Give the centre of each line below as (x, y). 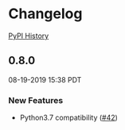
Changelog (45, 14)
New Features (36, 100)
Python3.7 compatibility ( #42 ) (68, 118)
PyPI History (29, 36)
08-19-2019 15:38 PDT (45, 79)
